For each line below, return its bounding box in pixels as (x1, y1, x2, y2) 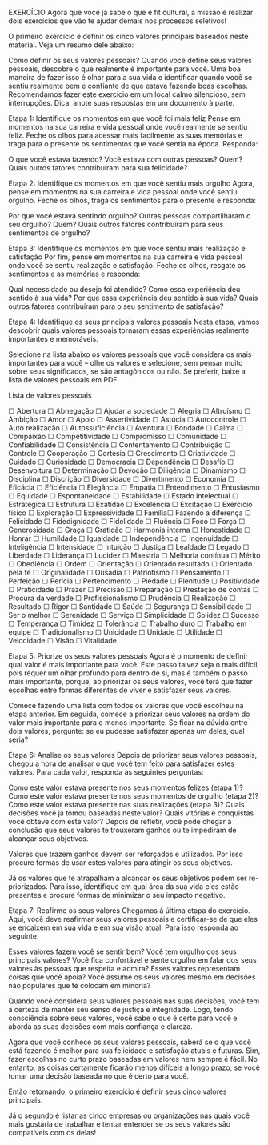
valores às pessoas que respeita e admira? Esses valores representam (8, 964, 241, 973)
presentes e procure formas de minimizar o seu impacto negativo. (8, 891, 226, 899)
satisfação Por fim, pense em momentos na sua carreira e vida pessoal (8, 252, 242, 262)
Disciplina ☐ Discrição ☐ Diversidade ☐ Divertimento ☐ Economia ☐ (8, 474, 234, 483)
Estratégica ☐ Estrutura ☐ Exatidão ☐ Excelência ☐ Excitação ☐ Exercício (8, 500, 253, 509)
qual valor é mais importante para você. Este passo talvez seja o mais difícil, (8, 660, 260, 669)
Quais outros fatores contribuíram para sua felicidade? (8, 163, 188, 172)
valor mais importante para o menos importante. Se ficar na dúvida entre (8, 718, 248, 727)
